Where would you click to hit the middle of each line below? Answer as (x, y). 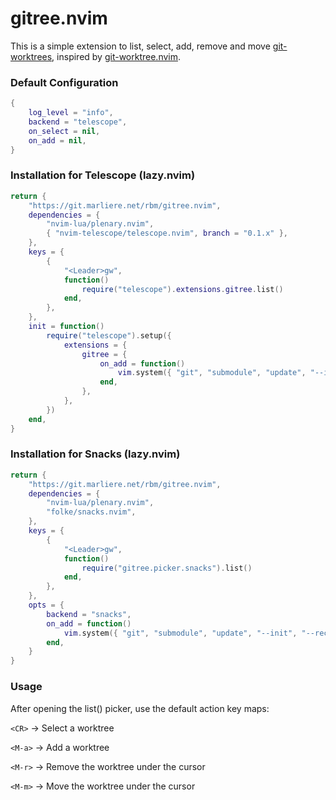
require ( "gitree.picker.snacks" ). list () (167, 568)
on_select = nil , (64, 131)
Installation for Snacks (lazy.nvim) (95, 454)
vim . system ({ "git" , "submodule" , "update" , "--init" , (180, 633)
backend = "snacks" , (89, 614)
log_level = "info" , (71, 113)
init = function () (66, 327)
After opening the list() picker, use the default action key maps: (140, 708)
